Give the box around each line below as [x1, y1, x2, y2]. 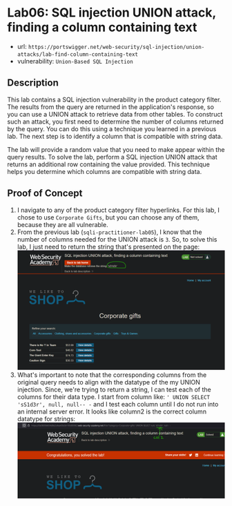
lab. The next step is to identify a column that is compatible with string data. [7, 132, 223, 140]
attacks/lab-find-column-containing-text [17, 50, 138, 58]
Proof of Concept [7, 188, 83, 200]
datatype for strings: [17, 415, 76, 423]
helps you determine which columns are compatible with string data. [7, 167, 202, 175]
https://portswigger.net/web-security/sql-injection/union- [28, 43, 205, 50]
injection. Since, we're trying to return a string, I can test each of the [17, 385, 212, 394]
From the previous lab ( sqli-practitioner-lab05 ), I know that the [17, 228, 202, 236]
